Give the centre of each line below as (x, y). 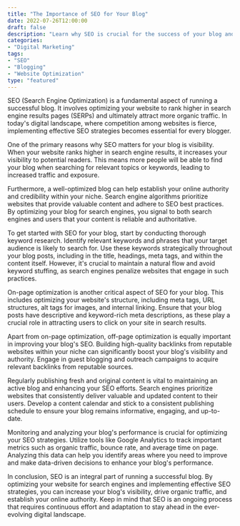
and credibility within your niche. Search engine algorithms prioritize (108, 196)
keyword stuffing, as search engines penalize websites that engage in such (118, 271)
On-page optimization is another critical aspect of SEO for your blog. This (115, 293)
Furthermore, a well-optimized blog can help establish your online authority (118, 189)
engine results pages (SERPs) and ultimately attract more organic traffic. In (117, 116)
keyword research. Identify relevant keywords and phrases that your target (117, 241)
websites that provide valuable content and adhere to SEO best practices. (116, 204)
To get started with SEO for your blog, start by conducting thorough (107, 233)
